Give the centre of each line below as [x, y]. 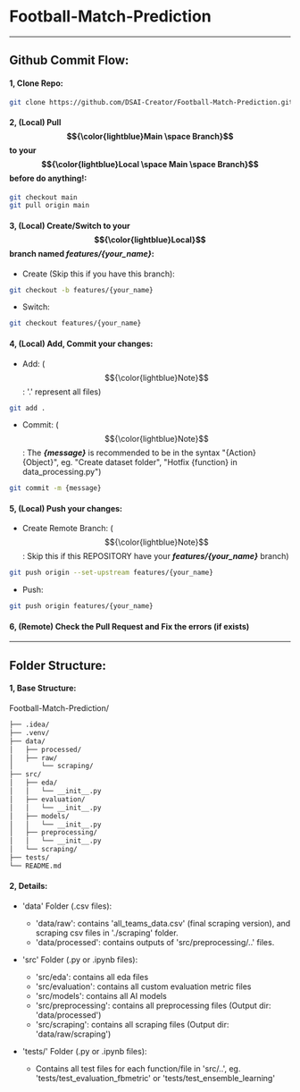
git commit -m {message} [55, 488]
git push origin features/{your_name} [81, 606]
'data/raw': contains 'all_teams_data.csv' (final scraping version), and [163, 923]
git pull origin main [50, 206]
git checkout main [43, 197]
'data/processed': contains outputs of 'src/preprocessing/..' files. [155, 942]
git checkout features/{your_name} [75, 324]
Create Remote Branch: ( [67, 529]
